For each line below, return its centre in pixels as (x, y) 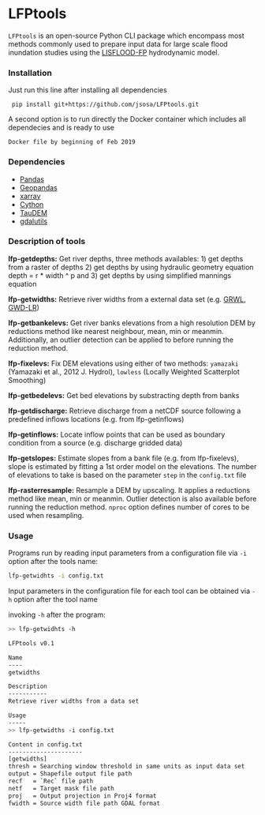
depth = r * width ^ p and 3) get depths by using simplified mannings (119, 275)
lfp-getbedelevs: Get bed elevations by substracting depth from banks (124, 395)
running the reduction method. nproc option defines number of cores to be (129, 507)
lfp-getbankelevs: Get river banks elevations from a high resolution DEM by (132, 323)
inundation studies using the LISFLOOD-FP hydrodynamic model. (114, 52)
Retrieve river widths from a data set (74, 701)
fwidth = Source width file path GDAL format (84, 803)
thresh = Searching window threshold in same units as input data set (127, 767)
